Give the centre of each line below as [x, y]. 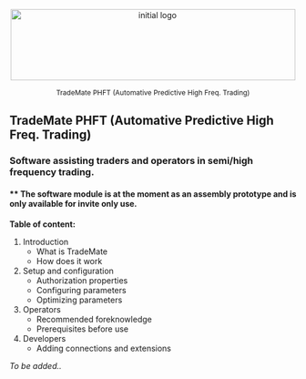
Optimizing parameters [79, 300]
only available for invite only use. [73, 203]
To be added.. [36, 365]
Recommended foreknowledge [94, 319]
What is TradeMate [71, 251]
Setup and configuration [68, 271]
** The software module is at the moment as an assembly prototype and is [153, 194]
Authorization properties [82, 280]
